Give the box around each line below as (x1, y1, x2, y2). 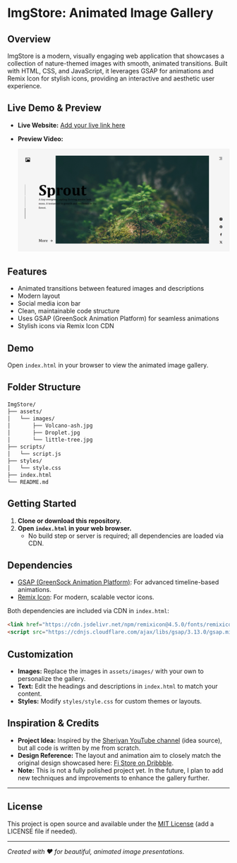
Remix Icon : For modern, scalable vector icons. (17, 593, 154, 601)
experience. (7, 82, 42, 90)
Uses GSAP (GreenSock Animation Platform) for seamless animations (17, 314, 219, 322)
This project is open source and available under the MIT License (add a (7, 819, 214, 828)
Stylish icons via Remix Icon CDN (17, 322, 114, 330)
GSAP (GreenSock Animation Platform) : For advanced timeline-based (17, 578, 219, 586)
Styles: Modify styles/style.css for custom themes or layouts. (17, 696, 202, 705)
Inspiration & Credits (7, 718, 99, 730)
